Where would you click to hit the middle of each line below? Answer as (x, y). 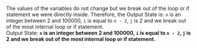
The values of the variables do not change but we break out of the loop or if (98, 8)
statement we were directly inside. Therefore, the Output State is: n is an (94, 14)
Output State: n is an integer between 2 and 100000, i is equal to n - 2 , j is (98, 33)
